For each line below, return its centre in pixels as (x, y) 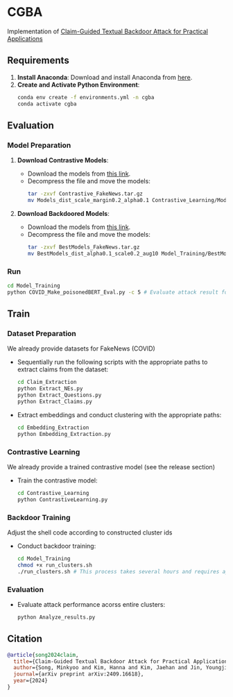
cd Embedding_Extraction (53, 428)
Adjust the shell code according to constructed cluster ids (90, 532)
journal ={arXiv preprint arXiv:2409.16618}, (79, 674)
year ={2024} (31, 681)
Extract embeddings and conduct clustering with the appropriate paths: (119, 414)
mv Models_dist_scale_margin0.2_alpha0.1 (88, 201)
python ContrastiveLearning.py (62, 499)
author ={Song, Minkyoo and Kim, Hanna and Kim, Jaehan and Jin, (108, 668)
